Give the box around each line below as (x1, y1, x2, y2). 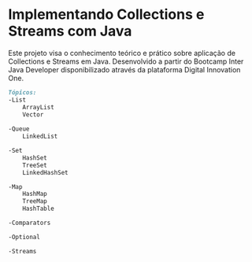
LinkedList (22, 132, 58, 141)
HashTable (22, 205, 55, 213)
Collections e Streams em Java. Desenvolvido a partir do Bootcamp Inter (8, 57, 244, 66)
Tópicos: (8, 88, 37, 96)
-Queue (8, 125, 30, 133)
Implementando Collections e (8, 6, 205, 24)
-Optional (8, 233, 41, 241)
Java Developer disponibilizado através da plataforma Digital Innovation (8, 65, 241, 74)
